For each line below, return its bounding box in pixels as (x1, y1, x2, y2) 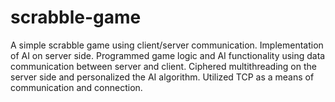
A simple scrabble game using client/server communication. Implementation (10, 39, 324, 51)
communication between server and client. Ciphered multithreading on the (10, 60, 317, 72)
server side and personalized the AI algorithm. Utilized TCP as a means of (10, 71, 315, 83)
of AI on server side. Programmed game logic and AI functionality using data (10, 49, 326, 61)
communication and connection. (10, 81, 143, 93)
